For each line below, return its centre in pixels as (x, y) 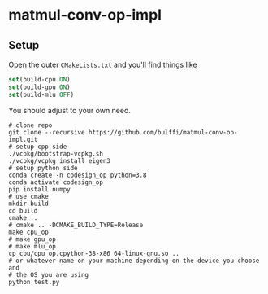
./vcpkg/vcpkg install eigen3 (60, 160)
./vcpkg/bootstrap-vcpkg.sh (56, 154)
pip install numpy (39, 189)
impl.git (23, 139)
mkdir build (28, 204)
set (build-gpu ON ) (39, 87)
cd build (23, 211)
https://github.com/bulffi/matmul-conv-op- (163, 132)
